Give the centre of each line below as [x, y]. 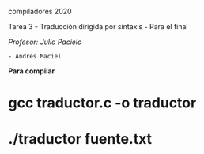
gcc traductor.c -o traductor [102, 103]
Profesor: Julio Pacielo [45, 42]
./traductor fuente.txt [80, 139]
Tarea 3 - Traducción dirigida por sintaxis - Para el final [98, 26]
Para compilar [32, 71]
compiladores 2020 [40, 11]
